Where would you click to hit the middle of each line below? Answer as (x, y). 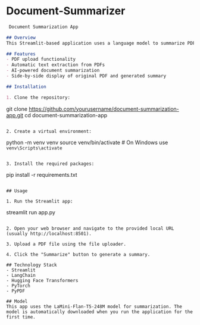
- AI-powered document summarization (53, 71)
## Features (21, 54)
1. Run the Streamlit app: (40, 201)
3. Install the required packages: (50, 164)
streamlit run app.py (31, 212)
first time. (21, 317)
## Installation (26, 87)
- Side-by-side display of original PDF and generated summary (86, 76)
